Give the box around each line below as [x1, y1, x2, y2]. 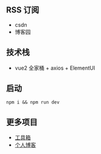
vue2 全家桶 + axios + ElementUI [14, 64, 95, 71]
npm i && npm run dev [6, 99, 60, 105]
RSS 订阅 [6, 5, 40, 15]
